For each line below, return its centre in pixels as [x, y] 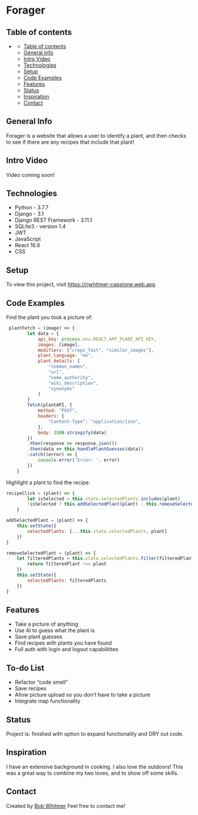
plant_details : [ [59, 361]
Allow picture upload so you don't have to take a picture [82, 695]
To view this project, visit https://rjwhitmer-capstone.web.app [81, 284]
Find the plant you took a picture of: [49, 318]
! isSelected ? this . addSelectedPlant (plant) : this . [93, 504]
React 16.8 [27, 245]
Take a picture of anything [46, 624]
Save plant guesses [39, 637]
